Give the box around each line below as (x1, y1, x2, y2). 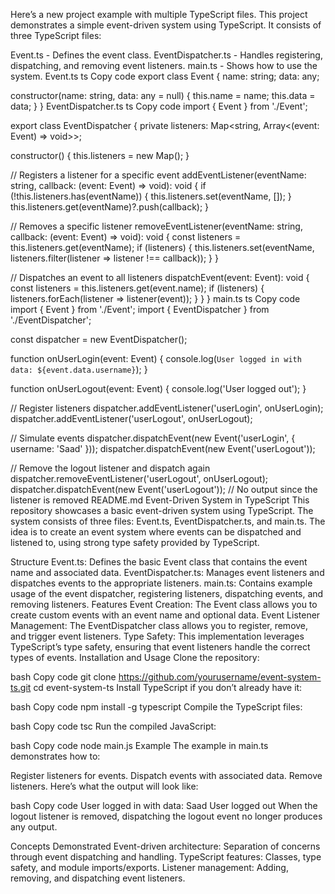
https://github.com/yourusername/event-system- (118, 671, 322, 683)
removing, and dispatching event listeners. (10, 872, 186, 884)
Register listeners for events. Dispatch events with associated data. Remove (10, 770, 323, 781)
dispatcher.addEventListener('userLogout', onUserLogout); (10, 413, 253, 424)
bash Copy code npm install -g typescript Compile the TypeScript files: (10, 701, 303, 713)
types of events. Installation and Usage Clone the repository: (10, 652, 260, 663)
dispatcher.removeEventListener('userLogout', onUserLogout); (10, 473, 269, 484)
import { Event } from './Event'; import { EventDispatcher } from (10, 304, 270, 315)
